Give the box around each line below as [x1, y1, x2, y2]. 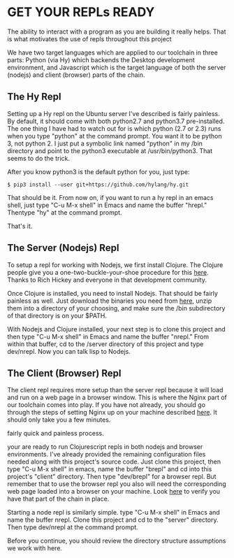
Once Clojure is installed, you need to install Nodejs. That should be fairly [7, 289, 219, 297]
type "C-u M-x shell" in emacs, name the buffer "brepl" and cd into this [7, 465, 212, 473]
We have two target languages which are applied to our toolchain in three [7, 48, 218, 57]
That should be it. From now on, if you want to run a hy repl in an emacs [7, 193, 214, 201]
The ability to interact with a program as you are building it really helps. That [7, 27, 226, 36]
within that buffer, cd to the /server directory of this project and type [7, 340, 204, 348]
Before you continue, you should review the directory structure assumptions [7, 536, 226, 545]
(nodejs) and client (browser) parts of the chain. [7, 71, 145, 79]
